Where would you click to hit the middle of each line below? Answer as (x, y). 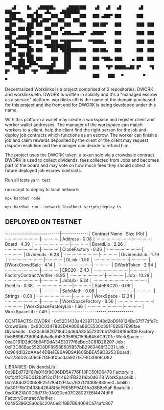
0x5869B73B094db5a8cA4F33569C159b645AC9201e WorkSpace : (73, 336)
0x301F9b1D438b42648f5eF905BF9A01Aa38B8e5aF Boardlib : (69, 388)
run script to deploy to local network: (42, 189)
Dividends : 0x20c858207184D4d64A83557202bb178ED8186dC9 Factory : (81, 331)
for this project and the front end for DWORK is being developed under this (81, 105)
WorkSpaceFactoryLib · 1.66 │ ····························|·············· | (85, 306)
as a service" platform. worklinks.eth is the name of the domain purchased (80, 100)
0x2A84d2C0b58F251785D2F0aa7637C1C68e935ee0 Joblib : (68, 382)
